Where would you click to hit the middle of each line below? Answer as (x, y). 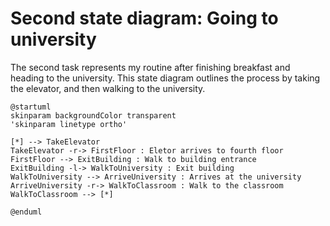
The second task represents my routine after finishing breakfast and (150, 67)
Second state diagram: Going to (144, 18)
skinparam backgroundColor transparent (93, 115)
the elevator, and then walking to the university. (108, 88)
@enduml (26, 212)
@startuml (31, 107)
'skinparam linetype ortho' (69, 124)
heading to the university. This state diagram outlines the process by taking (165, 78)
